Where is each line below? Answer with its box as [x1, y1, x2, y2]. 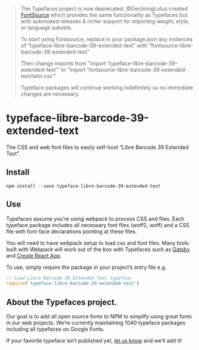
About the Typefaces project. [6, 297, 118, 307]
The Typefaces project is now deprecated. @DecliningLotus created [20, 5, 188, 12]
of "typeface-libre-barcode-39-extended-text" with [20, 42, 147, 49]
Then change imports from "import [20, 60, 106, 67]
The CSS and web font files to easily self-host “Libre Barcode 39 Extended [6, 143, 189, 151]
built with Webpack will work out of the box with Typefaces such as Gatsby [6, 246, 190, 253]
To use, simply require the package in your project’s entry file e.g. [6, 264, 167, 271]
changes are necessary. [20, 91, 80, 97]
